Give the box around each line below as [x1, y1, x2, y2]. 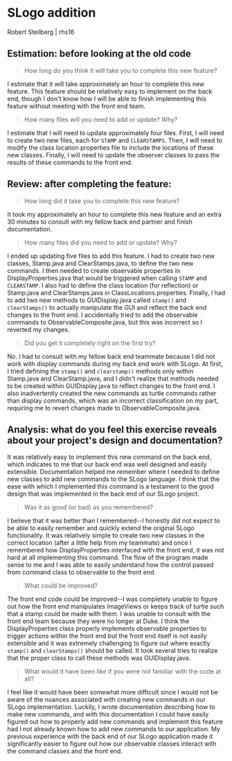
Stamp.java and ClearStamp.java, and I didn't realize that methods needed [7, 374, 219, 383]
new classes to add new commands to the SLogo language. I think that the [7, 475, 220, 483]
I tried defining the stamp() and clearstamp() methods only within [7, 367, 194, 375]
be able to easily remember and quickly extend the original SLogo [7, 524, 195, 532]
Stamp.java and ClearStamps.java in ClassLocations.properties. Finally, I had [7, 288, 226, 297]
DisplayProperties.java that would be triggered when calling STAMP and [7, 274, 207, 282]
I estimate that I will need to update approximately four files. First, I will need [7, 128, 224, 137]
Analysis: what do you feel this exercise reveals [7, 423, 217, 435]
